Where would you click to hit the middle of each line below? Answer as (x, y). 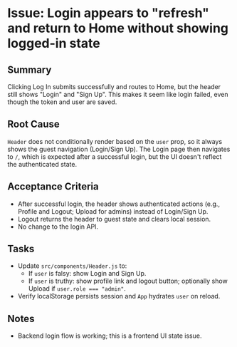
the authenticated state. (42, 164)
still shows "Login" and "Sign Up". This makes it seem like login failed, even (118, 94)
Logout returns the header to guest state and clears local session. (114, 219)
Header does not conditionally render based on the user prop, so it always (115, 141)
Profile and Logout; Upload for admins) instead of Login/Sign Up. (113, 211)
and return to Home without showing (118, 28)
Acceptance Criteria (53, 187)
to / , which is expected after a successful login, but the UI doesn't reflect (115, 156)
